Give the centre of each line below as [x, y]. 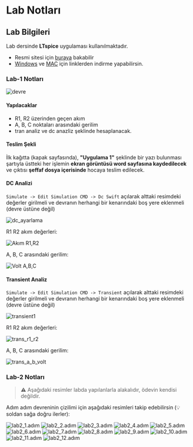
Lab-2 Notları [26, 377]
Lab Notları [34, 10]
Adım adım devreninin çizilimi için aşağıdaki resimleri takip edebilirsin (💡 [93, 408]
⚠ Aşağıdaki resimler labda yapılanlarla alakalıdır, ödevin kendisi [99, 390]
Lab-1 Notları [25, 79]
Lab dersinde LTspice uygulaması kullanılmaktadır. [67, 46]
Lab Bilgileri [28, 32]
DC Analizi [19, 184]
